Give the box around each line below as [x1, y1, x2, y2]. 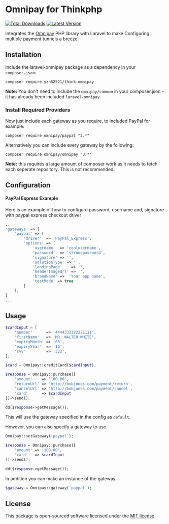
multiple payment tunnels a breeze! [5, 36, 79, 42]
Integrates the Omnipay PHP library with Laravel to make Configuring [5, 30, 150, 36]
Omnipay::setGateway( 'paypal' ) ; [5, 434, 74, 439]
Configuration [5, 181, 51, 189]
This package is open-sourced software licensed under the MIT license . [5, 513, 156, 519]
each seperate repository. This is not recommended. [5, 167, 115, 173]
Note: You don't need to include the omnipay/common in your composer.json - [5, 88, 164, 94]
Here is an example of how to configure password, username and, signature [5, 206, 164, 212]
